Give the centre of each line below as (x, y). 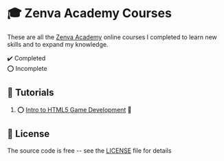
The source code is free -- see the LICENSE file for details (89, 150)
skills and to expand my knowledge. (58, 44)
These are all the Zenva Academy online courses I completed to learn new (112, 37)
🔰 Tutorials (31, 93)
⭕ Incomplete (27, 68)
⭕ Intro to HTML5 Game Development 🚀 (74, 109)
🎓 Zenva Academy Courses (89, 13)
